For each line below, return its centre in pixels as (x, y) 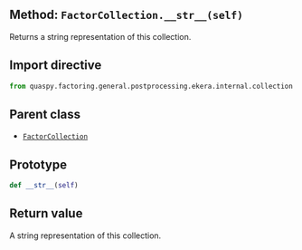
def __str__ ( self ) (44, 186)
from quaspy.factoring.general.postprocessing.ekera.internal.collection (151, 86)
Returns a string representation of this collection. (100, 36)
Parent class (45, 114)
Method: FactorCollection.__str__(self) (127, 15)
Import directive (56, 66)
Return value (46, 213)
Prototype (38, 164)
